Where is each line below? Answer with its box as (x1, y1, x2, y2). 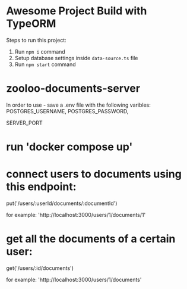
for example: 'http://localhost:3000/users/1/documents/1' (6, 212, 146, 218)
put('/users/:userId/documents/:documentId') (6, 200, 118, 207)
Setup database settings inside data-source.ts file (14, 54, 138, 61)
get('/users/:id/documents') (6, 264, 74, 272)
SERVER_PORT (6, 119, 43, 126)
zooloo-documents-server (6, 82, 141, 95)
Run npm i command (14, 48, 65, 55)
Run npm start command (14, 61, 76, 68)
